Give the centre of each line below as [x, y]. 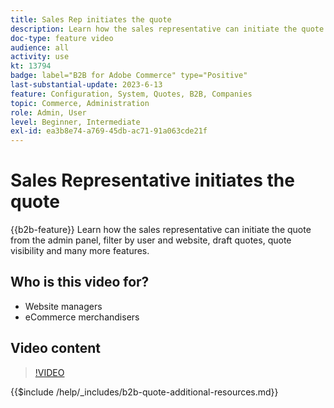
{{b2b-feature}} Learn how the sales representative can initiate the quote [161, 230]
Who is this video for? [80, 282]
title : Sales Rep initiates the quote [91, 19]
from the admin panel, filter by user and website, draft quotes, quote [151, 240]
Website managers [63, 306]
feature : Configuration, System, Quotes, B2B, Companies [131, 94]
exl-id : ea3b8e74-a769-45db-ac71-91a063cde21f [109, 131]
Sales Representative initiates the [152, 180]
